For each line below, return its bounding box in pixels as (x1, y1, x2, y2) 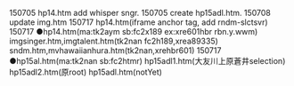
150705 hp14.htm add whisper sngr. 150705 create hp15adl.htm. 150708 (9, 8, 272, 18)
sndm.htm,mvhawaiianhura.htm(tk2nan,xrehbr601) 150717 (9, 45, 222, 56)
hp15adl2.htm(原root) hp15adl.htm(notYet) (9, 66, 163, 77)
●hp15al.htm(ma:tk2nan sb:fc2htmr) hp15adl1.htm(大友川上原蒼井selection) (9, 56, 286, 66)
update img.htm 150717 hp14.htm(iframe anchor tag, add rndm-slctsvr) (9, 17, 269, 27)
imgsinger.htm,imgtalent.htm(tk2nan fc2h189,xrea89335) (9, 35, 218, 46)
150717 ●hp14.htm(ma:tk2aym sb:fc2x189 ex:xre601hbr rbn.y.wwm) (9, 27, 258, 36)
